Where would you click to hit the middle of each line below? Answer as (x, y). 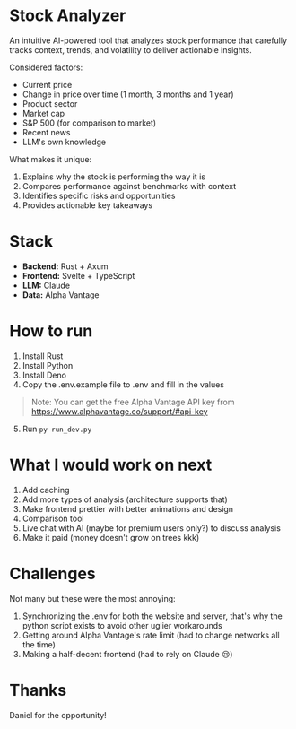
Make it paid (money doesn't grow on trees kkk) (111, 537)
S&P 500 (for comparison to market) (89, 123)
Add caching (46, 490)
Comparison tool (53, 518)
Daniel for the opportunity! (58, 715)
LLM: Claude (46, 285)
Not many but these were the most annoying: (93, 598)
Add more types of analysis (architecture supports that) (125, 499)
